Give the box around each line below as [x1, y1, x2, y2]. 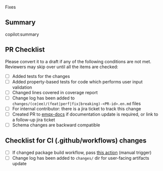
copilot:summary [5, 31, 39, 37]
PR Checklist [5, 46, 45, 54]
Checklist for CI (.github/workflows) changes [5, 137, 147, 145]
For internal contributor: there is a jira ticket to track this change [12, 105, 141, 112]
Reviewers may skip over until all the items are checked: [5, 64, 119, 70]
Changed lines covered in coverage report [12, 89, 98, 95]
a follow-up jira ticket [12, 117, 55, 122]
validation [12, 84, 32, 90]
